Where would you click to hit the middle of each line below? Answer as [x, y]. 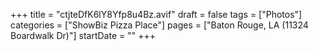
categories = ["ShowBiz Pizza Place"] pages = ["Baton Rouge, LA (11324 [159, 25]
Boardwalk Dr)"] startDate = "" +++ [83, 35]
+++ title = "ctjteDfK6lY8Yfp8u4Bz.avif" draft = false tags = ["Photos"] [156, 14]
